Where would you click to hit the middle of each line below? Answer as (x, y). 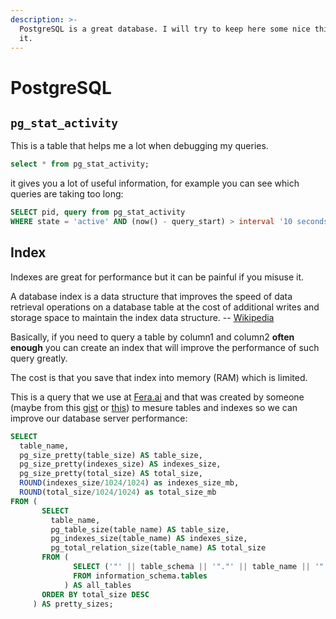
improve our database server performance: (99, 418)
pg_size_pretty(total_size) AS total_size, (111, 474)
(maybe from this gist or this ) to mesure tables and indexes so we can (154, 407)
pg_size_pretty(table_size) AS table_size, (111, 455)
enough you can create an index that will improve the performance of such (165, 347)
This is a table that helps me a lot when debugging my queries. (139, 146)
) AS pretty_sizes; (73, 604)
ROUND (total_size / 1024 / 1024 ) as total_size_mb (118, 492)
